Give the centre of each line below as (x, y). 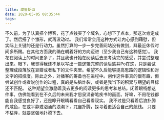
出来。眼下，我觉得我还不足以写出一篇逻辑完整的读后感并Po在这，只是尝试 (81, 64)
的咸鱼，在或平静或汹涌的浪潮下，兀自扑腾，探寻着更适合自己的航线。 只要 (81, 107)
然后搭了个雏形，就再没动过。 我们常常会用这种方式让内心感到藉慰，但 (85, 39)
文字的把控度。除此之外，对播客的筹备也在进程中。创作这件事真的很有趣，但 (82, 76)
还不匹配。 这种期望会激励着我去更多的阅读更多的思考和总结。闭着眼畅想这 (81, 88)
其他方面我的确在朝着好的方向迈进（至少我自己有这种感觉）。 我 (94, 51)
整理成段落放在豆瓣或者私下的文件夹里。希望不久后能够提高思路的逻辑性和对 (82, 70)
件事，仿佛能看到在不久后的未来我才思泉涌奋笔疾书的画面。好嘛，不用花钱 (80, 95)
